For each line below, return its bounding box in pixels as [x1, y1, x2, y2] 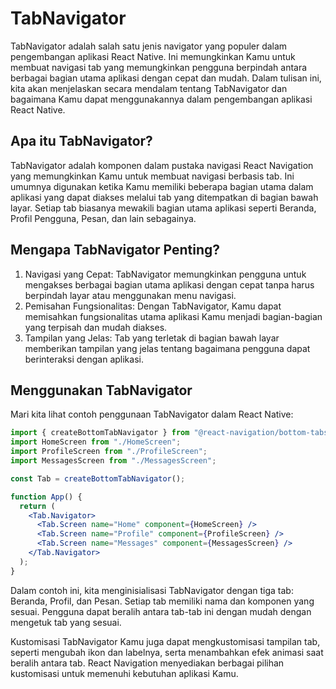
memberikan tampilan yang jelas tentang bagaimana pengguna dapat [24, 342, 311, 354]
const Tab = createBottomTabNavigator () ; [10, 473, 186, 484]
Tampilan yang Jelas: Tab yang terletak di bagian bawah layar [24, 332, 280, 344]
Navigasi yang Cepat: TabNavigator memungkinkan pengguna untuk [24, 268, 307, 280]
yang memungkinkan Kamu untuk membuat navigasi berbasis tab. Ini [10, 170, 295, 182]
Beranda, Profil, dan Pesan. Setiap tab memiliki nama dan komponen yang [10, 595, 315, 607]
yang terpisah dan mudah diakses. [24, 321, 168, 333]
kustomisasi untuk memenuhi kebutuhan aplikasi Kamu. [10, 667, 239, 679]
